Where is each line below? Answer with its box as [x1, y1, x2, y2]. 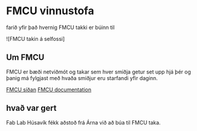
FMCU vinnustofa [6, 4, 94, 18]
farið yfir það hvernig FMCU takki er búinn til [6, 24, 115, 31]
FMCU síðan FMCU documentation [6, 86, 92, 93]
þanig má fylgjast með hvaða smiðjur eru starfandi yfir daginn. [6, 74, 158, 81]
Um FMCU [6, 52, 45, 63]
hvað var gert [6, 103, 57, 113]
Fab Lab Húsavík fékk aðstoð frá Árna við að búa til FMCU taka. [6, 119, 161, 126]
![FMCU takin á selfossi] [6, 35, 65, 42]
